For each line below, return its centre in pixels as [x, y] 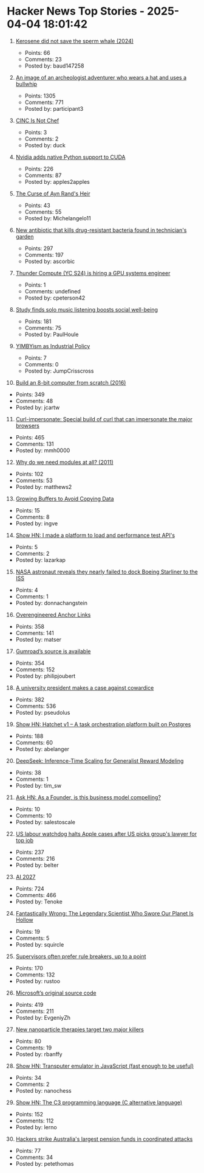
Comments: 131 [35, 444]
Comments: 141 [35, 633]
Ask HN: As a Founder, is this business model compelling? [88, 797]
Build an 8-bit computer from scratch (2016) [71, 382]
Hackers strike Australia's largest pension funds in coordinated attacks [104, 1139]
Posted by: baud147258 [54, 66]
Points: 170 [29, 968]
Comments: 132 [35, 975]
